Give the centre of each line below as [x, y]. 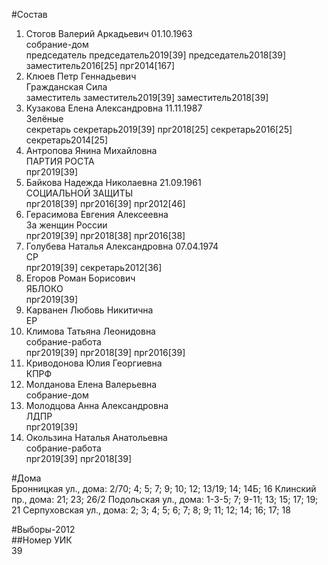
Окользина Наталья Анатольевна [96, 437]
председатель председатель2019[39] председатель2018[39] [156, 55]
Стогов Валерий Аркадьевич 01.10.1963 [109, 33]
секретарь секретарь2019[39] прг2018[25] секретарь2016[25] [159, 129]
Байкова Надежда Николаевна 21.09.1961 [113, 182]
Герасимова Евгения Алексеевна [97, 214]
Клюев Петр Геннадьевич [81, 76]
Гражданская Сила [66, 87]
